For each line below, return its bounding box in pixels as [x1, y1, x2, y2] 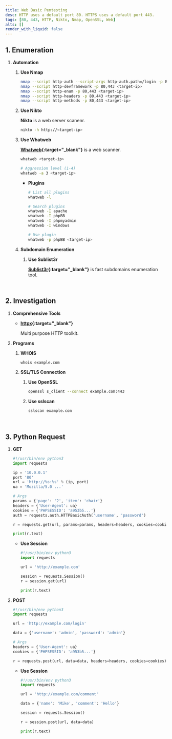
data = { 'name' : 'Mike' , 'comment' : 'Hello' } [20, 701, 119, 706]
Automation [12, 59, 39, 65]
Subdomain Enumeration [20, 246, 75, 252]
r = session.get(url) [20, 578, 67, 583]
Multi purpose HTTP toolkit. [20, 330, 79, 336]
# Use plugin [28, 232, 56, 237]
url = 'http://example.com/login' [12, 621, 87, 627]
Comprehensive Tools [12, 310, 61, 316]
